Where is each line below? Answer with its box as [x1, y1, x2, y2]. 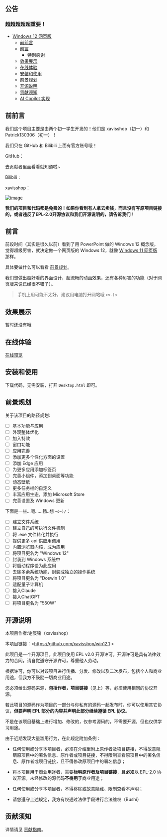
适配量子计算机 [12, 582, 43, 587]
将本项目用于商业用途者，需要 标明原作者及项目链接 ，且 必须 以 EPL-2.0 [12, 769, 156, 775]
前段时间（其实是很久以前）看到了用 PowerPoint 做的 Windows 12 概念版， [5, 241, 159, 247]
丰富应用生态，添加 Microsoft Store [12, 491, 85, 497]
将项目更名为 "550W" [12, 600, 56, 606]
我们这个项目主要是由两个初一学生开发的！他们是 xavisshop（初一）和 [5, 125, 149, 131]
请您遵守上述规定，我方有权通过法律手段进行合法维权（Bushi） [12, 796, 142, 803]
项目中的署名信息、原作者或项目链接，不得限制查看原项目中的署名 [21, 752, 157, 758]
